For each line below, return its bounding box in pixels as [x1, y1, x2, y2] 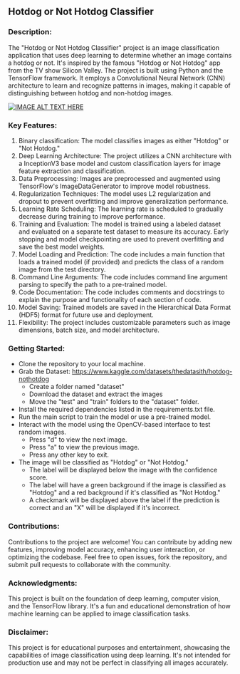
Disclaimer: [8, 627, 49, 637]
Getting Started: [8, 343, 66, 353]
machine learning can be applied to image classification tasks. [8, 609, 191, 618]
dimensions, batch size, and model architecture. [18, 326, 160, 334]
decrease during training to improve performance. [18, 212, 166, 220]
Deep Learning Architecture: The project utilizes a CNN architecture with [18, 151, 232, 160]
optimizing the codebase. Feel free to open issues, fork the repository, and [8, 552, 227, 561]
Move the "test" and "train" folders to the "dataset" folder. [28, 398, 199, 406]
